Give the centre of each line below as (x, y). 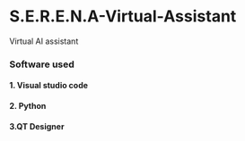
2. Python (28, 106)
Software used (42, 64)
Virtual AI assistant (44, 41)
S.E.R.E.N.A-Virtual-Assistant (123, 17)
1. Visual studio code (48, 86)
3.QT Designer (37, 126)
